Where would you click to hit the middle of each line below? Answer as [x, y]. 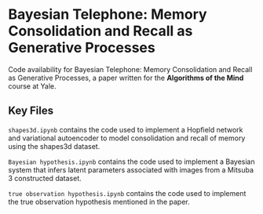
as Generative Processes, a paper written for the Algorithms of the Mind [126, 78]
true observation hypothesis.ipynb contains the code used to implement [127, 193]
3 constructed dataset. [45, 178]
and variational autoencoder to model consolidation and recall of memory [127, 138]
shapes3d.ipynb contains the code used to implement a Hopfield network [126, 129]
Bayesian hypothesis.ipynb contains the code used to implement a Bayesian [131, 161]
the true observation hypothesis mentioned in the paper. [99, 201]
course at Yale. [32, 86]
